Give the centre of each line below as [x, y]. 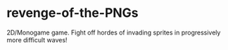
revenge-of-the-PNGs [72, 13]
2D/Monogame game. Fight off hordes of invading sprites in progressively [114, 32]
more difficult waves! [37, 39]
